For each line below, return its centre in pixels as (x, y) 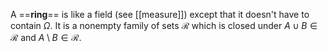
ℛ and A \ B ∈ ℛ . (46, 37)
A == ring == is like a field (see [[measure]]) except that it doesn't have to (160, 14)
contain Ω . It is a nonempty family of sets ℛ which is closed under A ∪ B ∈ (164, 25)
